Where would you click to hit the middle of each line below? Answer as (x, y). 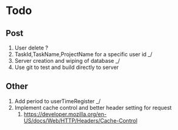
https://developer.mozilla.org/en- (65, 114)
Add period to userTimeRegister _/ (58, 101)
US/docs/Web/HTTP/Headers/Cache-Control (80, 120)
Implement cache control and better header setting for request (93, 107)
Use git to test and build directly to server (67, 67)
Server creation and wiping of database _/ (67, 61)
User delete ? (31, 48)
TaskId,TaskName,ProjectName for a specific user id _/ (84, 54)
